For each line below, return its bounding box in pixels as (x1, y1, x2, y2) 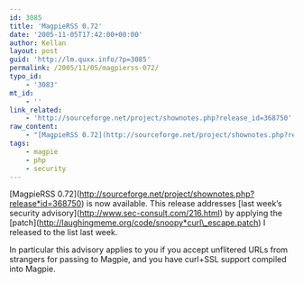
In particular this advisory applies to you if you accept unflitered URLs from (9, 244, 289, 255)
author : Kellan (9, 38, 67, 48)
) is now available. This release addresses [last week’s (80, 198, 282, 209)
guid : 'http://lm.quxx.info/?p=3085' (9, 55, 151, 64)
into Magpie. (9, 263, 56, 275)
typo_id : (9, 72, 42, 81)
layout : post (9, 47, 59, 56)
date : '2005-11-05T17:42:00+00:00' (9, 30, 143, 39)
